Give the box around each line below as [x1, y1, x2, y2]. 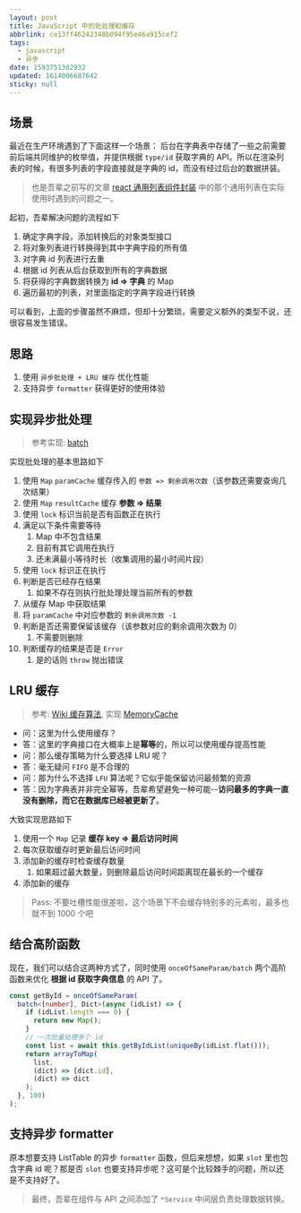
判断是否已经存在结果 [21, 576, 101, 587]
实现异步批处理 [9, 411, 92, 426]
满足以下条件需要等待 [21, 520, 101, 531]
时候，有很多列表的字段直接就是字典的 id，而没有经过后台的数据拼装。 [24, 163, 285, 174]
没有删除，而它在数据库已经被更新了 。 [21, 795, 164, 805]
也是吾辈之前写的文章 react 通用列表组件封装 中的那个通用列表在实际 [30, 182, 285, 193]
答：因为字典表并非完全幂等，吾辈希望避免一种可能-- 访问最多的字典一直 [21, 783, 289, 794]
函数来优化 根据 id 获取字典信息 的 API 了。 [9, 973, 168, 984]
